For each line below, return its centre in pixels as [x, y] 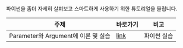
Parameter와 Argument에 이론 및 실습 [60, 36]
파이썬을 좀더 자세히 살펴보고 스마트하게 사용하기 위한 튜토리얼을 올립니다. [92, 8]
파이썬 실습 [159, 36]
